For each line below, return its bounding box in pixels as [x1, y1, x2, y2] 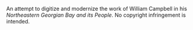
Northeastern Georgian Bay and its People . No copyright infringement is [6, 11, 186, 19]
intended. [6, 18, 30, 25]
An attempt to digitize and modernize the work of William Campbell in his [6, 5, 188, 12]
